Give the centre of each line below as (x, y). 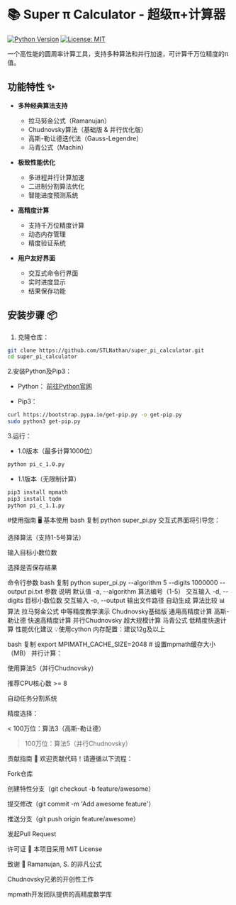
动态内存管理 (47, 234)
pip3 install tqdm (34, 499)
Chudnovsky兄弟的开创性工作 (51, 879)
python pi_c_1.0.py (36, 465)
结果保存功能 (47, 291)
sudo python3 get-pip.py (44, 422)
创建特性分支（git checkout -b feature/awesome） (81, 789)
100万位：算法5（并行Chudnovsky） (78, 743)
